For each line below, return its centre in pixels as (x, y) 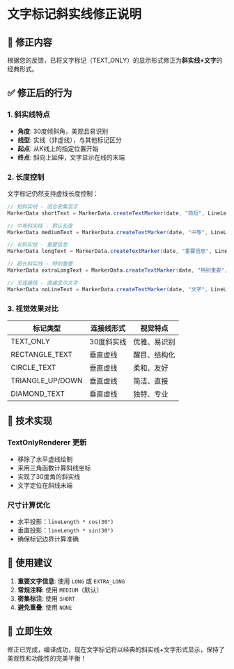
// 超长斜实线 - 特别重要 (40, 264)
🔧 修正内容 (30, 42)
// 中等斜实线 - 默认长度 (40, 226)
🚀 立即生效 (30, 631)
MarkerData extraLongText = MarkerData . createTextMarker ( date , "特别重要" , (117, 270)
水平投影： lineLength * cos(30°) (65, 522)
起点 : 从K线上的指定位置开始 (58, 148)
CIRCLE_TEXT (33, 368)
